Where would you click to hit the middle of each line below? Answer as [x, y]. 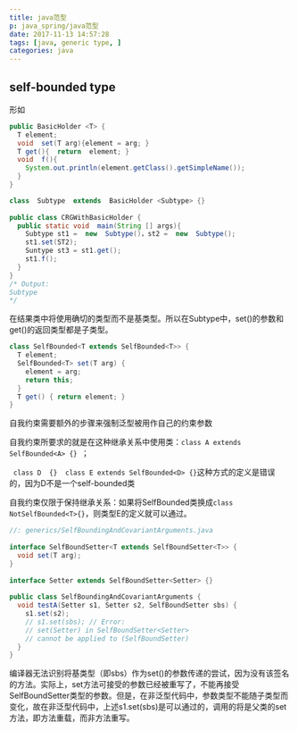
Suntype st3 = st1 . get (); [74, 251]
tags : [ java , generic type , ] [66, 42]
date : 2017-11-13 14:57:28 [59, 34]
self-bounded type [62, 87]
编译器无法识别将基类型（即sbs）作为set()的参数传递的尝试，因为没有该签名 [149, 673]
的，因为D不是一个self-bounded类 [72, 483]
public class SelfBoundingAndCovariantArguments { [105, 597]
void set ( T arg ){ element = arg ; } [83, 143]
